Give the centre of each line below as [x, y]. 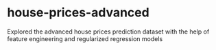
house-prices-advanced [78, 13]
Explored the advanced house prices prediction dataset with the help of [108, 32]
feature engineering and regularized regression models [85, 38]
